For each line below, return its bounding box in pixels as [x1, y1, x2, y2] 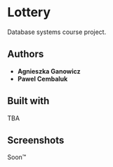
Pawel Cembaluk [17, 74, 68, 83]
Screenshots [7, 134, 65, 146]
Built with [7, 95, 50, 107]
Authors [7, 48, 44, 60]
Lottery [7, 4, 51, 21]
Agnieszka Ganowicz [17, 67, 81, 75]
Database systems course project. [7, 28, 107, 36]
